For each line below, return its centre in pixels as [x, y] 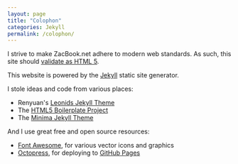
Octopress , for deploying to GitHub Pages [79, 153]
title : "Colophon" [34, 21]
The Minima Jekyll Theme [55, 118]
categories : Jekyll [36, 27]
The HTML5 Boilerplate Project [63, 110]
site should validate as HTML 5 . [53, 62]
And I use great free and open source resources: [79, 131]
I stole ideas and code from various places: [70, 89]
